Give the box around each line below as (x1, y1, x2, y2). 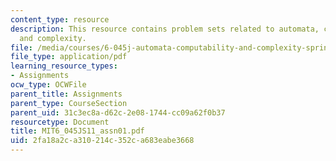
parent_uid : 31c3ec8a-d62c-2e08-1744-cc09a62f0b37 (10, 107, 226, 118)
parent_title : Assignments (10, 89, 123, 99)
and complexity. (19, 33, 87, 43)
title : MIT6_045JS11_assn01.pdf (10, 126, 145, 136)
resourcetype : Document (10, 117, 110, 127)
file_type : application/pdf (10, 52, 128, 62)
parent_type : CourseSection (10, 98, 128, 108)
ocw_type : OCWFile (10, 80, 87, 90)
